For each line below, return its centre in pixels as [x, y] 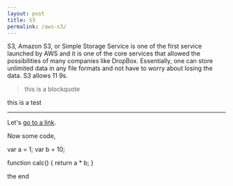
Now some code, [32, 136]
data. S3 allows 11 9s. [37, 76]
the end [18, 176]
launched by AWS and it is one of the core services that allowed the [104, 53]
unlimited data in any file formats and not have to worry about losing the [110, 68]
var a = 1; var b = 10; [36, 149]
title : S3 [21, 20]
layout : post [26, 14]
